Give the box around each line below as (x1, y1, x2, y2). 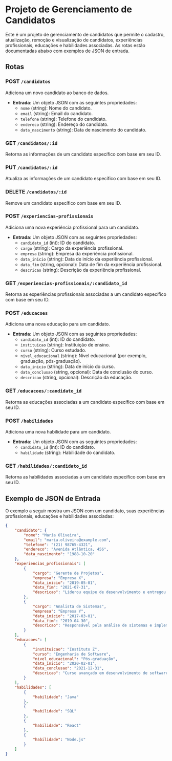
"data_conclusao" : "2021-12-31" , (32, 666, 104, 671)
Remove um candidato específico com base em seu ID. (5, 200, 121, 206)
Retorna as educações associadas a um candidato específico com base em (5, 399, 165, 405)
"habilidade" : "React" (32, 723, 81, 728)
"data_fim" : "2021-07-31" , (32, 585, 91, 590)
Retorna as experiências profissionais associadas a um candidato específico (5, 291, 166, 297)
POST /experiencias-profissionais (5, 212, 94, 220)
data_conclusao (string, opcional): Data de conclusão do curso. (20, 369, 154, 375)
